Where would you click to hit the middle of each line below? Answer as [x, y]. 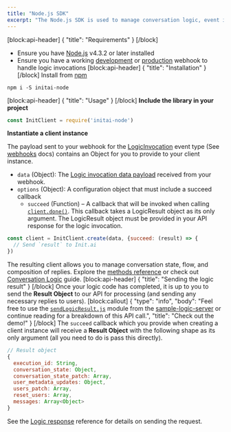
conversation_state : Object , [55, 369]
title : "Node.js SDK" [38, 13]
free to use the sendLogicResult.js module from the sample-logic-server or [114, 308]
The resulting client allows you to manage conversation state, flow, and [108, 265]
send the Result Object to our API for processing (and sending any [102, 294]
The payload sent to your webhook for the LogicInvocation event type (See [113, 147]
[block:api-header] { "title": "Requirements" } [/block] [82, 39]
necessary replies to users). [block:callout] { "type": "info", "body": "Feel [110, 301]
